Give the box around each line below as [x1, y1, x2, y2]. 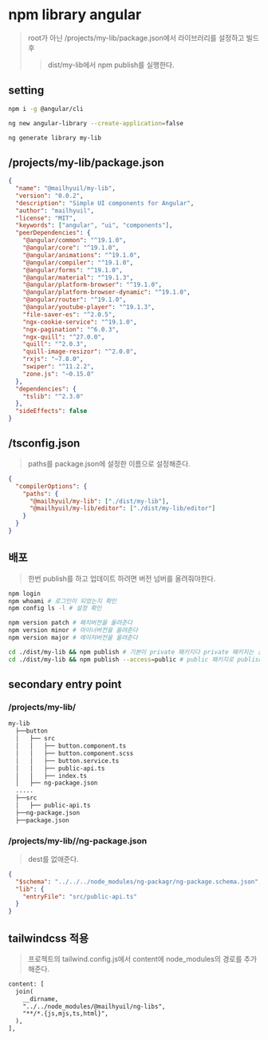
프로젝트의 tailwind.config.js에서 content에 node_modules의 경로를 [27, 954, 242, 963]
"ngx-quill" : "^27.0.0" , [22, 333, 105, 341]
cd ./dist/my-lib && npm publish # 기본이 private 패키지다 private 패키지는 [8, 648, 254, 656]
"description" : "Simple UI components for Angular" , [15, 199, 195, 207]
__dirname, [22, 994, 59, 1003]
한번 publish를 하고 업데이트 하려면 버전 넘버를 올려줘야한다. [27, 574, 216, 583]
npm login [8, 589, 41, 597]
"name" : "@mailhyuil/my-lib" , [15, 185, 116, 193]
